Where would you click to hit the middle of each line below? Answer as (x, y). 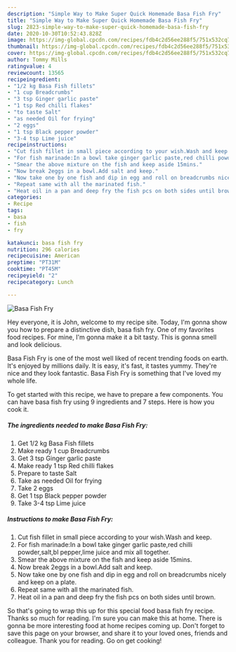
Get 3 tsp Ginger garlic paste (59, 458)
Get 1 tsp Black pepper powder (62, 496)
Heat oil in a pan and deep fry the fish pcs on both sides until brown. (117, 597)
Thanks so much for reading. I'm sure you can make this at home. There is (115, 618)
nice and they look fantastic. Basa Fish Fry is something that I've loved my (114, 373)
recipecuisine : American (44, 256)
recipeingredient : (34, 79)
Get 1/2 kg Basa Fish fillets (55, 443)
